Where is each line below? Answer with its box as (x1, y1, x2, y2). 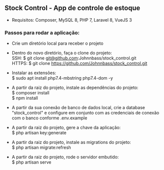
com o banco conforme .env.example (11, 115, 87, 121)
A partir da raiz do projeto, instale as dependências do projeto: (11, 85, 138, 90)
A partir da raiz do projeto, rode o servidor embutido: (11, 154, 119, 160)
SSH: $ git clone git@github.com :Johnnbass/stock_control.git (11, 55, 137, 61)
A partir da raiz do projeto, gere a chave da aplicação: (11, 125, 121, 131)
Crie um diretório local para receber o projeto (11, 40, 104, 46)
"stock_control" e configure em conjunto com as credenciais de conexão (11, 110, 160, 116)
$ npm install (11, 95, 38, 101)
